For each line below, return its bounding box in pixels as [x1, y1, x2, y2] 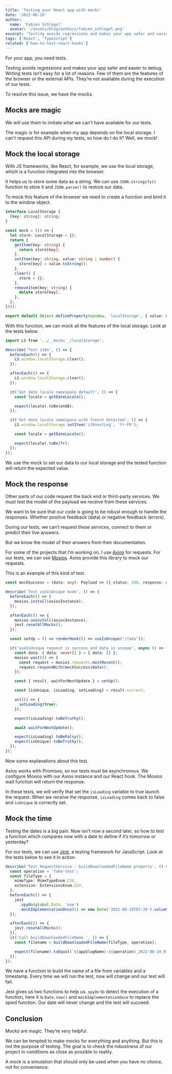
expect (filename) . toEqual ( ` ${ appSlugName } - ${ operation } [14, 949, 137, 954]
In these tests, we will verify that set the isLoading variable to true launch [5, 788, 160, 794]
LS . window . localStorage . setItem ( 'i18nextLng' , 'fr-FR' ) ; [14, 422, 139, 427]
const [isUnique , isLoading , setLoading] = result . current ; [14, 688, 145, 693]
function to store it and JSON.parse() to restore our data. [5, 184, 124, 190]
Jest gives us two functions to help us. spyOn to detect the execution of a [5, 989, 159, 995]
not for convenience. [5, 1064, 50, 1070]
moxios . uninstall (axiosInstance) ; [14, 617, 88, 622]
